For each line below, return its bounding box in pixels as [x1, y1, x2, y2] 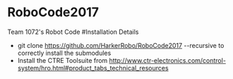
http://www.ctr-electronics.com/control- [109, 56, 226, 64]
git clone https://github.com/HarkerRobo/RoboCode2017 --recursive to [17, 41, 225, 49]
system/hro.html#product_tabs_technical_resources [17, 63, 169, 72]
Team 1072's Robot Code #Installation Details [7, 28, 139, 36]
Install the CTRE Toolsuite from [17, 56, 108, 64]
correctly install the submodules [17, 49, 112, 57]
